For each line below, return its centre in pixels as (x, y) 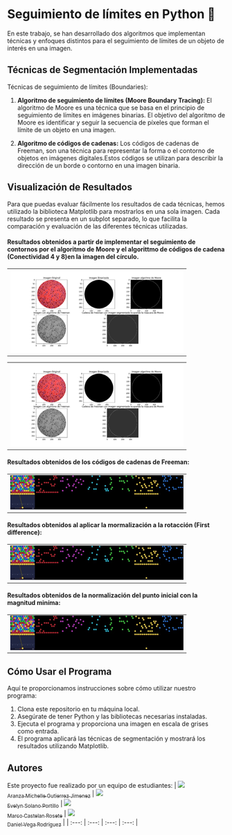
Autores (25, 768)
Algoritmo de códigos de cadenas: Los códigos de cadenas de (108, 143)
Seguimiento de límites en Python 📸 (111, 14)
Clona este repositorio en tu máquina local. (78, 709)
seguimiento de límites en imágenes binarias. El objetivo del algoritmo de (121, 115)
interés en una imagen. (40, 48)
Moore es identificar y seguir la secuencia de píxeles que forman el (113, 122)
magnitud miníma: (34, 603)
